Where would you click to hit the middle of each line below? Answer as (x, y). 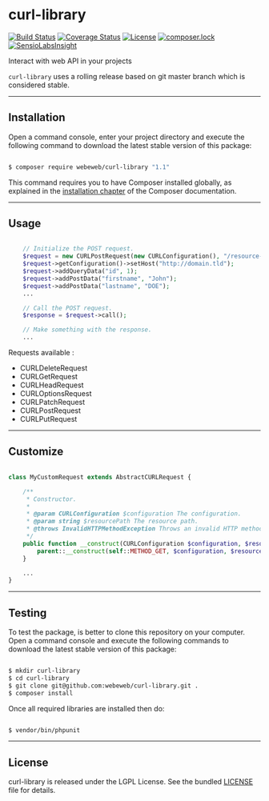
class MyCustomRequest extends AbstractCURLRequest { (100, 477)
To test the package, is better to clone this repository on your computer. (127, 632)
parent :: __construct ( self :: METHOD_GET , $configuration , (132, 551)
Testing (28, 613)
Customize (36, 452)
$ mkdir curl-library (44, 671)
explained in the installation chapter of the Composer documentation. (122, 190)
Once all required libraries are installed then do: (86, 708)
